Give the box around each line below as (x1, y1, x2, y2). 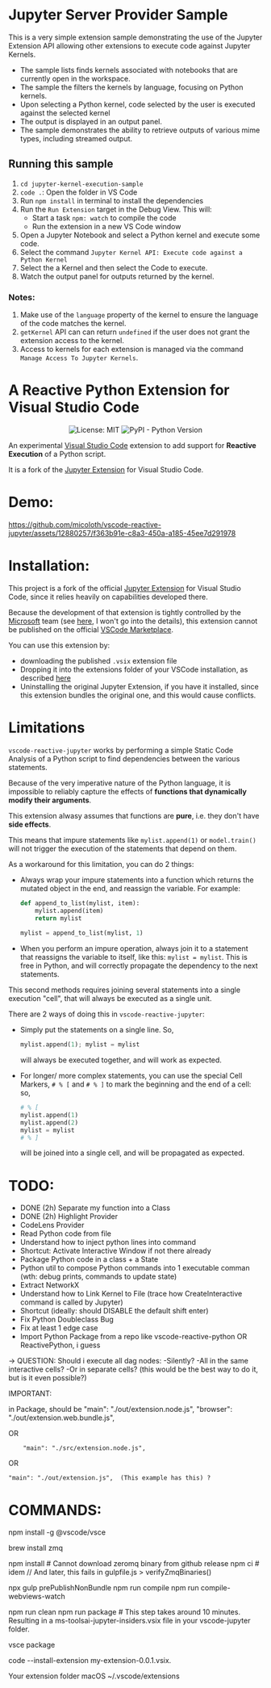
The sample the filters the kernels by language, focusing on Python (19, 82, 244, 92)
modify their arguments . (8, 795, 92, 805)
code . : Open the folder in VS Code (19, 187, 138, 197)
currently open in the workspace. (19, 73, 131, 83)
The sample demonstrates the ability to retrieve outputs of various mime (19, 125, 261, 135)
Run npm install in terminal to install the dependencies (19, 195, 204, 205)
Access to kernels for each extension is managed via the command (19, 345, 244, 354)
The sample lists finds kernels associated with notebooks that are (19, 65, 238, 74)
